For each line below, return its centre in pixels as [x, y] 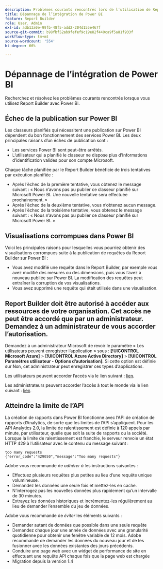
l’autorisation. [27, 334]
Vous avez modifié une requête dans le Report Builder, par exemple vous [85, 267]
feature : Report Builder [30, 19]
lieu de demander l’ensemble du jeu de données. [61, 506]
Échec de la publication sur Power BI [61, 118]
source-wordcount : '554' [30, 41]
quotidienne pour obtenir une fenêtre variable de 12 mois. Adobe [77, 535]
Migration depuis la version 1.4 [43, 561]
